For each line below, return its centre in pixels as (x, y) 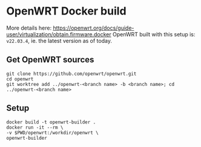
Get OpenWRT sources (50, 60)
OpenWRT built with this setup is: (154, 34)
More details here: (29, 28)
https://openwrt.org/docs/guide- (94, 28)
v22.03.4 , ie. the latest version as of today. (59, 41)
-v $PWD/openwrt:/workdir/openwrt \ (52, 132)
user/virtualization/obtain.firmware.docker (59, 34)
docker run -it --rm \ (35, 127)
